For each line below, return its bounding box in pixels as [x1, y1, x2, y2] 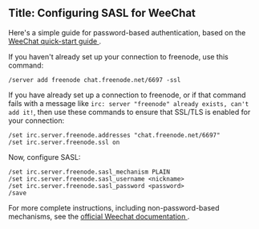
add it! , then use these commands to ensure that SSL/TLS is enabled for [8, 107, 251, 117]
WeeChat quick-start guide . [8, 36, 102, 46]
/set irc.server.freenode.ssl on [8, 138, 120, 146]
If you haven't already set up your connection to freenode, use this [8, 51, 229, 61]
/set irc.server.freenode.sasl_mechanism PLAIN [8, 168, 171, 176]
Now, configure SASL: [8, 152, 81, 162]
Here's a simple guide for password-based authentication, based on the [8, 27, 246, 37]
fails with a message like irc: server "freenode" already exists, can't [8, 98, 249, 108]
